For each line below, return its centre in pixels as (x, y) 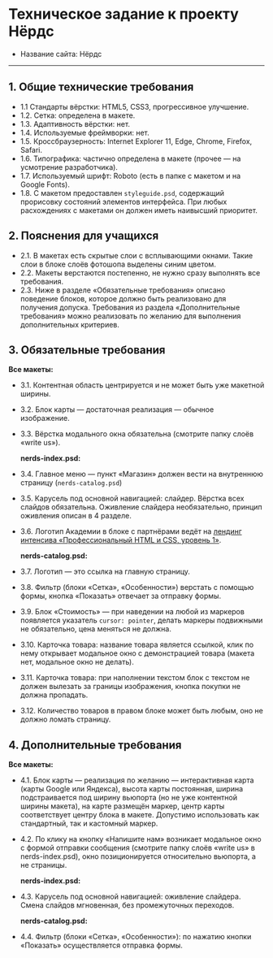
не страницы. (43, 865)
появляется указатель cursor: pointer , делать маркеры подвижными (141, 620)
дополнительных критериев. (70, 324)
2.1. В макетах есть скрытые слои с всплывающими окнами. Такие (136, 255)
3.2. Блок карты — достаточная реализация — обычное (117, 410)
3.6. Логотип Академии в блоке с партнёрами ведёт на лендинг (131, 531)
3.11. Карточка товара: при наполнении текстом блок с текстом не (135, 678)
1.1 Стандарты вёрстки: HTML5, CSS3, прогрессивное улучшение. (134, 106)
